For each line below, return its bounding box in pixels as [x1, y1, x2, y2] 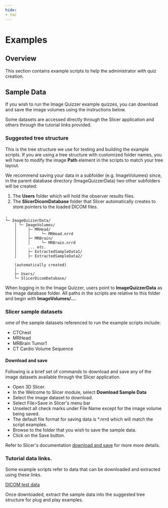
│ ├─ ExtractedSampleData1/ [14, 249, 82, 254]
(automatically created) [14, 262, 67, 267]
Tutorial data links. [5, 455, 52, 462]
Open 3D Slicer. [12, 384, 46, 390]
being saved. [12, 411, 40, 417]
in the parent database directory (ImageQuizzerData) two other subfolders [5, 177, 160, 183]
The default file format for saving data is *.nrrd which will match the [12, 416, 153, 422]
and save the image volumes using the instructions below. [5, 107, 126, 113]
